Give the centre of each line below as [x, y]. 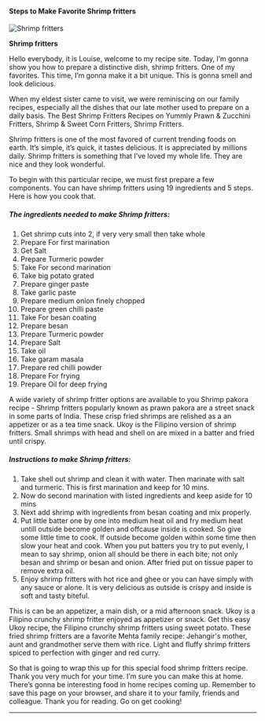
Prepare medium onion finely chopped [82, 301]
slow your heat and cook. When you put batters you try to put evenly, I [134, 546]
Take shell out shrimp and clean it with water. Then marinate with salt [132, 479]
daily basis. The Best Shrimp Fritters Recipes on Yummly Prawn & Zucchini [130, 116]
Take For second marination [65, 268]
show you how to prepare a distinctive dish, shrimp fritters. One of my [122, 68]
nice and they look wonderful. [57, 164]
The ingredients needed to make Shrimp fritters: [89, 214]
